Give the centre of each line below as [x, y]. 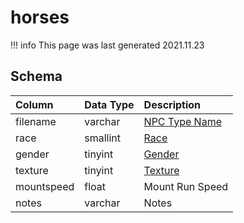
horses [40, 17]
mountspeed [45, 186]
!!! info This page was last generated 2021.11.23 [107, 45]
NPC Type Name [182, 121]
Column [34, 104]
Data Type [109, 104]
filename [36, 121]
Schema [36, 76]
